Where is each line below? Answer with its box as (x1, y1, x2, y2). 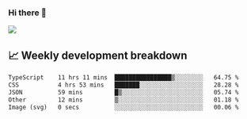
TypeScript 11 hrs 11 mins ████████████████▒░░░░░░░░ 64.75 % (8, 74, 239, 82)
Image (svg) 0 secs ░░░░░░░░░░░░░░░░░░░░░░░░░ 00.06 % (8, 103, 239, 111)
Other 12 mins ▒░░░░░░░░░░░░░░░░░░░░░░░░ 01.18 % (8, 95, 239, 104)
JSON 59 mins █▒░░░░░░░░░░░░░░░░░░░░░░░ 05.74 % (8, 88, 239, 96)
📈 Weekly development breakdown (8, 48, 188, 62)
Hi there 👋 (8, 7, 47, 18)
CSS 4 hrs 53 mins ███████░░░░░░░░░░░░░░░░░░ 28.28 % (8, 81, 239, 89)
